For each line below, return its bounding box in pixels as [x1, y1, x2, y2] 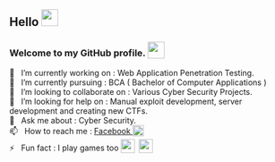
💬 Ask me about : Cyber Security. [9, 115, 137, 125]
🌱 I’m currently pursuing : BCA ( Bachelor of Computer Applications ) [9, 77, 267, 88]
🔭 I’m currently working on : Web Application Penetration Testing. [9, 67, 254, 78]
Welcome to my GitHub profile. [9, 47, 146, 59]
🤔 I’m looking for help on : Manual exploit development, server [9, 96, 243, 107]
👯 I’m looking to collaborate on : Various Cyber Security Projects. [9, 86, 253, 97]
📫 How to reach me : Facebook [9, 125, 132, 136]
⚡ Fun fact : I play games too [9, 142, 119, 153]
